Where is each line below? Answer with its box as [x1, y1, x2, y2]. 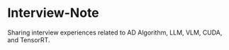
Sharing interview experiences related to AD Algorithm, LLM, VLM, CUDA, [7, 28, 223, 37]
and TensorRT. [7, 35, 50, 44]
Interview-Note [7, 5, 99, 21]
